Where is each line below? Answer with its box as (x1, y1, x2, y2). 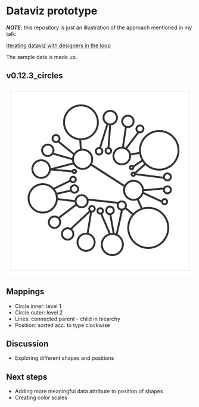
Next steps (6, 372, 48, 382)
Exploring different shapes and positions (14, 354, 114, 362)
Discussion (6, 338, 49, 349)
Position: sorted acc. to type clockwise (14, 321, 110, 329)
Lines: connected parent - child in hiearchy (14, 315, 121, 322)
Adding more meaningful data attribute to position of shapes (14, 388, 163, 395)
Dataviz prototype (6, 4, 98, 18)
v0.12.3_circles (6, 70, 64, 81)
